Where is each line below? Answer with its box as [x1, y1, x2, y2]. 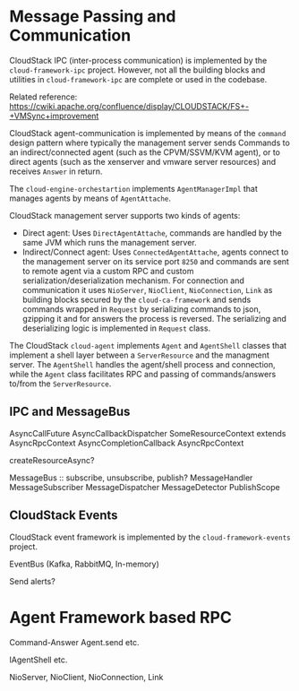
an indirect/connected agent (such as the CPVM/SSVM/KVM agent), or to [9, 146, 280, 158]
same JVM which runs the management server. [21, 237, 197, 247]
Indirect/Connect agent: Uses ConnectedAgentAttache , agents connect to [21, 246, 289, 257]
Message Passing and [9, 6, 176, 27]
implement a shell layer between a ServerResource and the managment [9, 350, 270, 360]
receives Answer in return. [9, 166, 103, 177]
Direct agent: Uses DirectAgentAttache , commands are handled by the [21, 227, 282, 238]
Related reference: [9, 91, 78, 102]
